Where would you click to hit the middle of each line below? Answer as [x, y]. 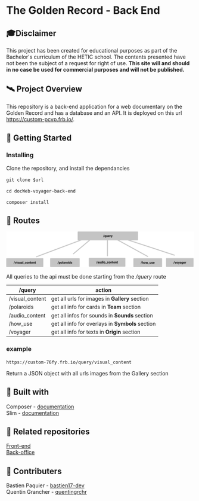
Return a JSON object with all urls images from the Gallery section [87, 373]
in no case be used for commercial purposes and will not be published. [95, 70]
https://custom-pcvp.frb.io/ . [41, 119]
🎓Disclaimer [31, 33]
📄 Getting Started [39, 138]
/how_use [21, 323]
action [103, 290]
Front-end [18, 446]
